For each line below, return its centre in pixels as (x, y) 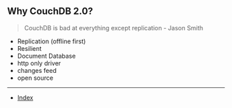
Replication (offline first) (51, 41)
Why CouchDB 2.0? (50, 11)
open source (35, 78)
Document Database (46, 56)
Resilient (29, 48)
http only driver (39, 63)
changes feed (37, 70)
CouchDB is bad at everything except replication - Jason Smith (114, 28)
